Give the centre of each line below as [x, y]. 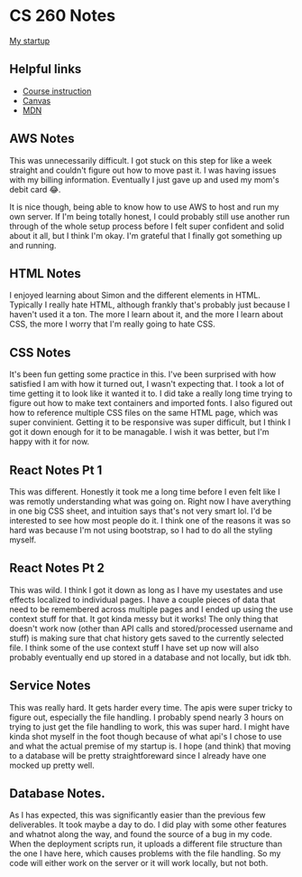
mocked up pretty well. [52, 765]
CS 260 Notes [62, 16]
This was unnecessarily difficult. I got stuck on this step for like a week [141, 160]
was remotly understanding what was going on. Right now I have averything [150, 501]
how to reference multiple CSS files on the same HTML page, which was [144, 413]
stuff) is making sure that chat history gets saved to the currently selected [146, 637]
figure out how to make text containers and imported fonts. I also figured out [151, 403]
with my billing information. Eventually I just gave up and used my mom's [144, 179]
